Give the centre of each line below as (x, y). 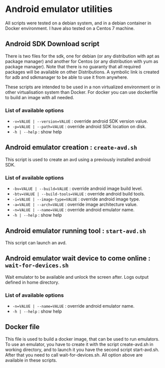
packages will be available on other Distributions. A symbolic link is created (82, 72)
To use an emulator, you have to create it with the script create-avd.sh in (79, 344)
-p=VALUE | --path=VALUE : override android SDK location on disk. (79, 127)
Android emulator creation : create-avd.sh (71, 147)
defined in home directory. (32, 282)
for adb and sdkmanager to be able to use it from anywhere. (67, 77)
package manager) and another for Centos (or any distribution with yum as (82, 61)
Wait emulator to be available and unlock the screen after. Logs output (77, 277)
